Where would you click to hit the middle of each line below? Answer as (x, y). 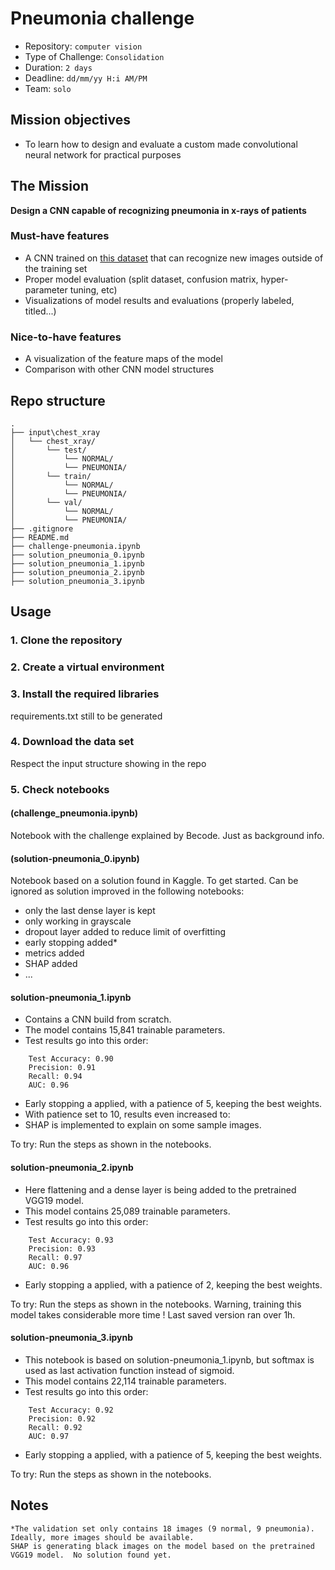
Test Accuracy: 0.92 (71, 1410)
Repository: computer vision (83, 46)
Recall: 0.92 (55, 1427)
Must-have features (60, 236)
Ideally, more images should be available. (102, 1537)
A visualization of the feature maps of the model (123, 359)
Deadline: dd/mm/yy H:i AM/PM (86, 78)
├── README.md (40, 537)
